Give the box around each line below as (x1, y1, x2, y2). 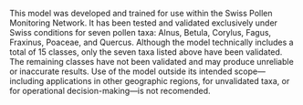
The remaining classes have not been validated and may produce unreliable (9, 57, 294, 67)
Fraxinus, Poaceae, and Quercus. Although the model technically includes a (9, 37, 294, 47)
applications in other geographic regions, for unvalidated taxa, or (46, 76, 290, 86)
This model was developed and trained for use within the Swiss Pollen (9, 8, 273, 18)
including (9, 76, 45, 86)
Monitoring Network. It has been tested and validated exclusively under (9, 17, 278, 28)
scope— (234, 66, 266, 77)
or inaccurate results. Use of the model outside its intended (9, 66, 233, 77)
